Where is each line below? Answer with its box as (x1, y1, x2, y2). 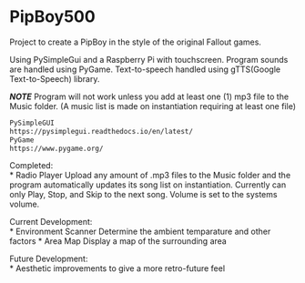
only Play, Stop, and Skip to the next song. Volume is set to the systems (9, 189, 278, 200)
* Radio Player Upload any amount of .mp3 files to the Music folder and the (9, 170, 291, 181)
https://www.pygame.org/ (9, 144, 104, 153)
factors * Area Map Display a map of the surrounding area (9, 236, 228, 247)
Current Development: (9, 217, 93, 227)
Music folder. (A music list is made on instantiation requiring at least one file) (9, 100, 297, 111)
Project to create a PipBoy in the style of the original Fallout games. (9, 36, 262, 47)
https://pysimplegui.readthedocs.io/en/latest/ (9, 126, 194, 136)
